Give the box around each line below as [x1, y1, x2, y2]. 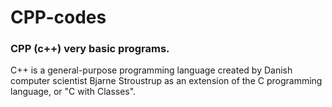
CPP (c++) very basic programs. [10, 42, 170, 56]
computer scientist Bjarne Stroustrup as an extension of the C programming [10, 75, 323, 87]
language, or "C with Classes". [10, 86, 137, 98]
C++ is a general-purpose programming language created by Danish [10, 64, 293, 76]
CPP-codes [10, 6, 107, 29]
